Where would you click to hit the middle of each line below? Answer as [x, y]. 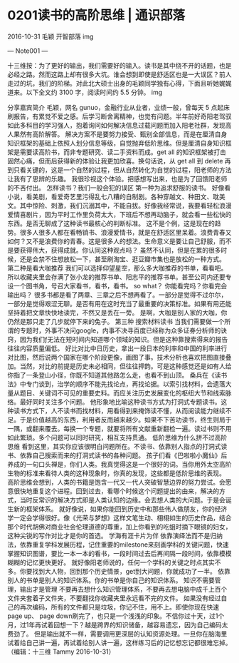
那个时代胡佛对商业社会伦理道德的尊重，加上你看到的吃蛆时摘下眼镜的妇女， [119, 527]
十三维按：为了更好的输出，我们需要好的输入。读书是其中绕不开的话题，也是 [119, 65]
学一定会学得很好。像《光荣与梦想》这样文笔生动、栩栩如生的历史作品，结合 [119, 517]
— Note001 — [28, 51]
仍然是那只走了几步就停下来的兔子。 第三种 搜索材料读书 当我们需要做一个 [116, 321]
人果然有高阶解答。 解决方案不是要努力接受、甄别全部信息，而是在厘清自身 [117, 134]
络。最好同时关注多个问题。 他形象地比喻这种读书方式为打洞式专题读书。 [114, 402]
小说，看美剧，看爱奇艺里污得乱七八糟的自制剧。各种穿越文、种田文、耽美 [116, 196]
